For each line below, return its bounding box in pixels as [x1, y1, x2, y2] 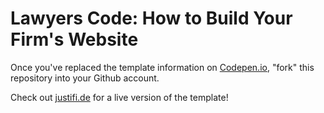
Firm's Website [10, 28, 139, 51]
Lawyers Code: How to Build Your [10, 7, 293, 30]
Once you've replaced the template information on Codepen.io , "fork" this [10, 61, 315, 73]
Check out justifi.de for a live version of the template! [10, 91, 229, 103]
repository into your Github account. [10, 72, 160, 84]
